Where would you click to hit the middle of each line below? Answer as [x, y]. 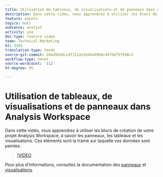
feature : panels [21, 18]
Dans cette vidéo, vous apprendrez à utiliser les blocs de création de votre [79, 130]
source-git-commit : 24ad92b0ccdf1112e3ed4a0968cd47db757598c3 [69, 55]
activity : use [19, 32]
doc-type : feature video [30, 37]
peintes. [13, 145]
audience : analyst [24, 28]
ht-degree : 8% [19, 68]
